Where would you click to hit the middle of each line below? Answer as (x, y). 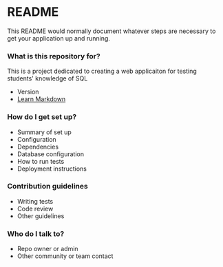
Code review (35, 209)
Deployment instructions (52, 169)
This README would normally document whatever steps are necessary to (111, 31)
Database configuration (51, 154)
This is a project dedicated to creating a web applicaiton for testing (102, 71)
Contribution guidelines (47, 186)
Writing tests (35, 201)
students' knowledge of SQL (47, 78)
